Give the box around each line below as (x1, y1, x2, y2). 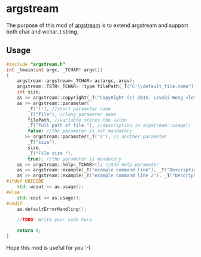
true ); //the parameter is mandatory (28, 156, 121, 162)
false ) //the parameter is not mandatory (28, 128, 133, 134)
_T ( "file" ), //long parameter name (28, 111, 117, 117)
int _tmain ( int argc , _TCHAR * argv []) (6, 66, 103, 73)
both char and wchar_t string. (6, 28, 79, 35)
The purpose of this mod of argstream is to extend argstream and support (6, 22, 188, 29)
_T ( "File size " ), (28, 150, 74, 156)
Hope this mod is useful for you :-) (6, 244, 91, 251)
